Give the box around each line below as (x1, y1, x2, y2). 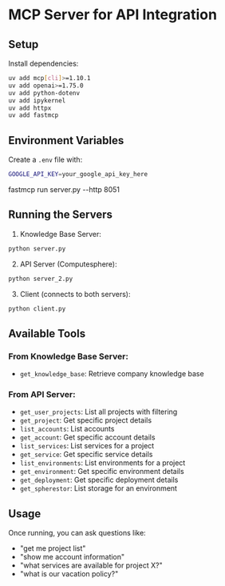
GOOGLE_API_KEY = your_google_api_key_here (8, 171, 148, 179)
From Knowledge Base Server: (8, 351, 129, 362)
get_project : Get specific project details (19, 415, 152, 425)
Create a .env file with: (8, 155, 83, 165)
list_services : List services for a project (19, 441, 155, 451)
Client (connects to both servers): (19, 289, 131, 299)
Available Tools (8, 327, 86, 340)
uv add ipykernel (8, 96, 66, 105)
